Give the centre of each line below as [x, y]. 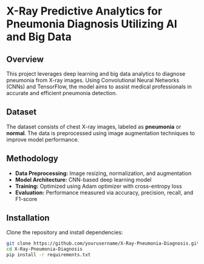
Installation [28, 218]
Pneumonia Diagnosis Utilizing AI [92, 24]
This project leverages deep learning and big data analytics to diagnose [96, 74]
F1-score [26, 199]
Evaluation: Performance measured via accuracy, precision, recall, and [104, 193]
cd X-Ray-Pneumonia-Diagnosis [45, 249]
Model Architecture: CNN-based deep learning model [83, 179]
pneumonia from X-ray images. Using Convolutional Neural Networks [93, 80]
